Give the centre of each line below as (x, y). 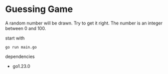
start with (15, 38)
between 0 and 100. (26, 28)
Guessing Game (39, 9)
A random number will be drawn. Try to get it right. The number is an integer (84, 23)
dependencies (20, 56)
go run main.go (21, 47)
